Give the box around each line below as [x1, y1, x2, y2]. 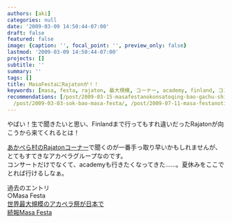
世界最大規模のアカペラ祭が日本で [7, 200, 104, 208]
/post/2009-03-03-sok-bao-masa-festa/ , [13, 100, 128, 107]
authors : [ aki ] [7, 10, 51, 17]
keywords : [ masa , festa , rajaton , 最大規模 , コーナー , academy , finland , [7, 87, 215, 94]
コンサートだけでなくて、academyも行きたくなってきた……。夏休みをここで [7, 160, 224, 168]
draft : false [7, 29, 45, 37]
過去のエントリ [7, 184, 50, 192]
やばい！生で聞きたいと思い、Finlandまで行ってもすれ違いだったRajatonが [7, 119, 218, 128]
